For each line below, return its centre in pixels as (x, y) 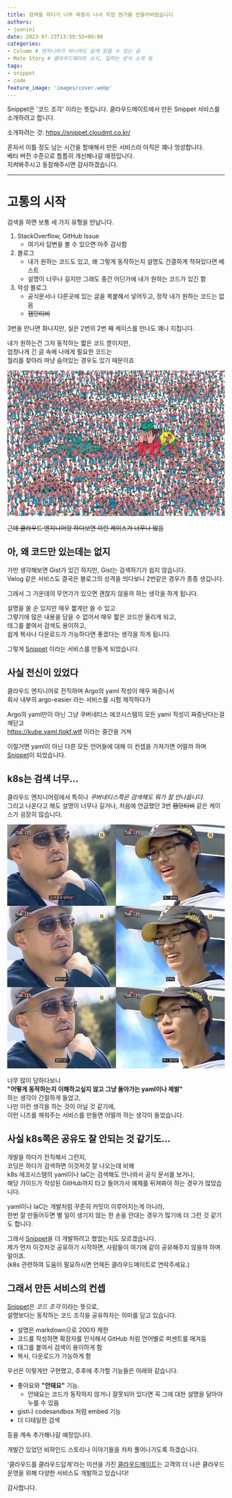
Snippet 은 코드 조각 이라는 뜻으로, (53, 1306)
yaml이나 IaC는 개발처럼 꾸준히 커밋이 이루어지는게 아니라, (86, 1206)
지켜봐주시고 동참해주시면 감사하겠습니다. (63, 165)
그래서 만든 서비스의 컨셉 (56, 1288)
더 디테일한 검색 (38, 1420)
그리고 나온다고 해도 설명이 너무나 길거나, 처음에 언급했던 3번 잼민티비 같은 (108, 805)
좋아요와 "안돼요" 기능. (48, 1385)
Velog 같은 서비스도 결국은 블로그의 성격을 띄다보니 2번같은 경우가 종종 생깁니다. (116, 578)
